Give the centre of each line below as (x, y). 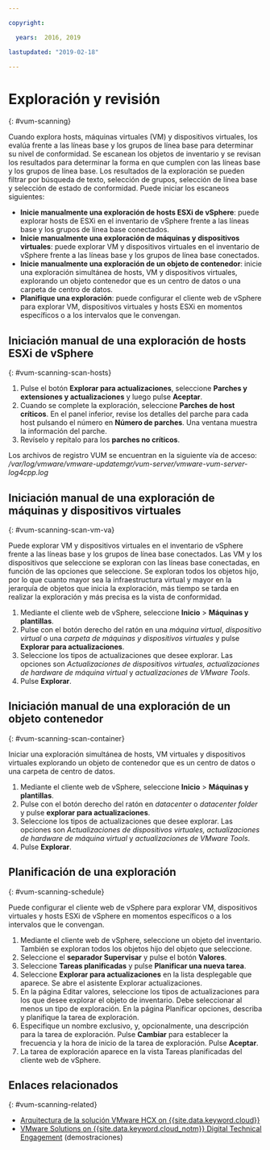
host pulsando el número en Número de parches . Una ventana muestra (139, 423)
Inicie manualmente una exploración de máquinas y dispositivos (130, 238)
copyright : (27, 23)
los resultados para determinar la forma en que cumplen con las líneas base (134, 163)
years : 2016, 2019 (48, 37)
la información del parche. (63, 431)
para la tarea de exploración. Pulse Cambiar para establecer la (124, 1034)
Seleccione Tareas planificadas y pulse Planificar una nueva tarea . (133, 965)
